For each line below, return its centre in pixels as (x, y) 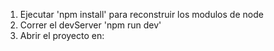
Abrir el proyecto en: (62, 35)
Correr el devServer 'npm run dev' (90, 25)
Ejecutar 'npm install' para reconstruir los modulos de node (141, 14)
